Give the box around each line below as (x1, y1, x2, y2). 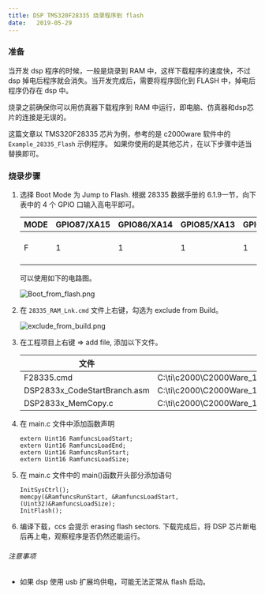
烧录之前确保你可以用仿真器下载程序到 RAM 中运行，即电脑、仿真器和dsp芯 (8, 102, 254, 111)
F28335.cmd (23, 372, 73, 383)
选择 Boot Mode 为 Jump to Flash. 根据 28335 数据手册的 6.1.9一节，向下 (19, 190, 256, 200)
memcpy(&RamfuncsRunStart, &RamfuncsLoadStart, (19, 493, 179, 502)
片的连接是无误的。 (8, 112, 71, 122)
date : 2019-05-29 (8, 19, 73, 27)
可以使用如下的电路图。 (19, 273, 96, 283)
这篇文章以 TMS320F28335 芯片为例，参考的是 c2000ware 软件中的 (8, 129, 231, 138)
